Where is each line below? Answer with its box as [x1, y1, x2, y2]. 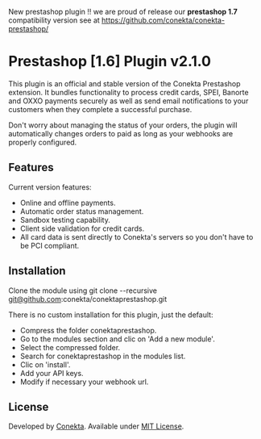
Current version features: [8, 182, 92, 192]
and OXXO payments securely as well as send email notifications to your [8, 96, 249, 106]
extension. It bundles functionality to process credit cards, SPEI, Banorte [8, 87, 249, 97]
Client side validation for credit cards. [19, 224, 145, 233]
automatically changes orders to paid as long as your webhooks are [8, 128, 234, 138]
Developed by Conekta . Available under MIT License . [8, 421, 184, 431]
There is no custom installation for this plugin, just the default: [8, 310, 213, 320]
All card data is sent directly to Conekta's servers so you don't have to [19, 232, 254, 241]
